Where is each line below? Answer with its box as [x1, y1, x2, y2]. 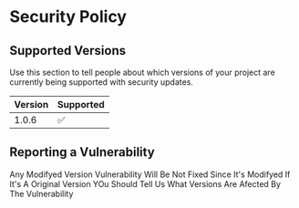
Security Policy [9, 6, 128, 27]
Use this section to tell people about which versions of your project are [9, 67, 275, 78]
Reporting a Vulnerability [9, 144, 155, 161]
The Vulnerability [9, 188, 74, 199]
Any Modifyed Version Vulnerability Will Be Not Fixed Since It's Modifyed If [9, 169, 291, 180]
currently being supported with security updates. [9, 77, 194, 88]
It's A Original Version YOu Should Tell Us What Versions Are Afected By [9, 178, 281, 189]
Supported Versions [9, 43, 126, 58]
